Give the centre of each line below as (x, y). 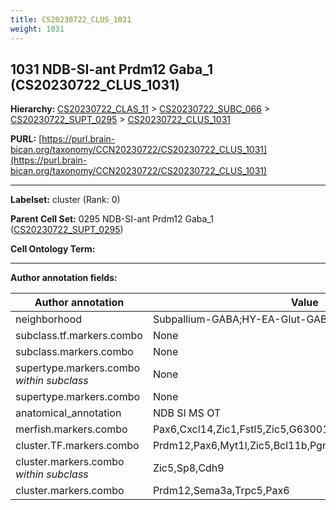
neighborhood (49, 319)
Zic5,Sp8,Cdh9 (188, 468)
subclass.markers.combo (74, 352)
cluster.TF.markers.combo (77, 446)
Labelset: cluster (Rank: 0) (65, 200)
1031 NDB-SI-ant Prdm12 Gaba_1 (111, 69)
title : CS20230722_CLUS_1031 (71, 19)
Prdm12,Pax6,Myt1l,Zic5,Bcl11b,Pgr (239, 446)
